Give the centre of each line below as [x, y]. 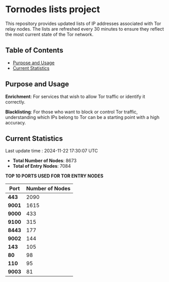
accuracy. [16, 122]
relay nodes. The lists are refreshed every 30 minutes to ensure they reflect [85, 29]
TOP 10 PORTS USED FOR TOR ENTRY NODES [54, 176]
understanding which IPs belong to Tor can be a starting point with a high [82, 117]
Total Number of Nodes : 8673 [44, 161]
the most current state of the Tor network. [49, 34]
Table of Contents [34, 50]
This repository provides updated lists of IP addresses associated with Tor [83, 23]
